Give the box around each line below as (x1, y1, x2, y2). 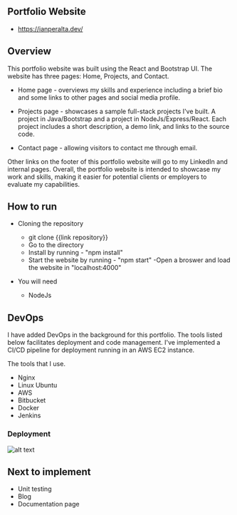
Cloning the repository (17, 219, 84, 228)
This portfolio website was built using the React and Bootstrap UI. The (7, 64, 212, 73)
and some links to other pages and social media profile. (17, 93, 181, 102)
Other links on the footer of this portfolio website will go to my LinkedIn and (7, 157, 228, 166)
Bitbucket (17, 396, 46, 405)
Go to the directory (28, 241, 84, 249)
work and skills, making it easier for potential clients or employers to (7, 172, 207, 181)
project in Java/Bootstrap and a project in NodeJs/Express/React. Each (17, 114, 226, 123)
